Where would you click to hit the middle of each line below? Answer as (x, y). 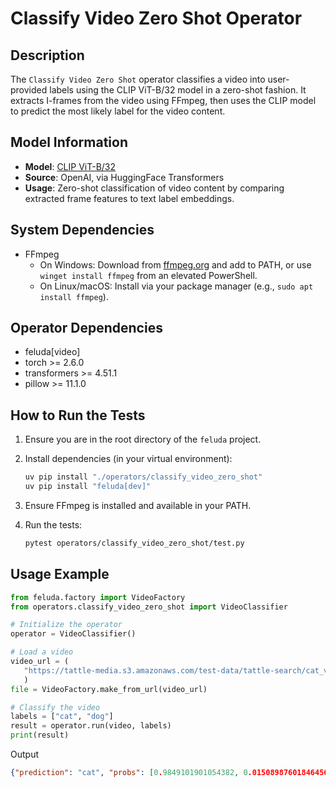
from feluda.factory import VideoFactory (98, 597)
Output (24, 754)
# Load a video (42, 652)
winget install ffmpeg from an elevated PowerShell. (148, 275)
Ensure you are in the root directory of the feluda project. (143, 439)
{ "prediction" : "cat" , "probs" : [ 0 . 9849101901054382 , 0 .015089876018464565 (171, 773)
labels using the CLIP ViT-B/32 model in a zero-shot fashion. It (178, 90)
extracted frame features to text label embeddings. (129, 198)
